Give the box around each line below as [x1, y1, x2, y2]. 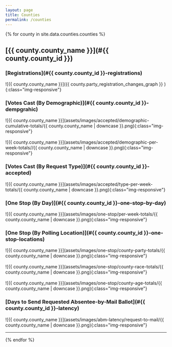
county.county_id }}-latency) [5, 305, 79, 312]
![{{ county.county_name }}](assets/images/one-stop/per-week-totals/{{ [5, 211, 158, 217]
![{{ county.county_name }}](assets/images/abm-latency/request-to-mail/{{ [5, 316, 164, 322]
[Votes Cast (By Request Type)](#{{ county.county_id [5, 163, 141, 170]
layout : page [5, 7, 33, 13]
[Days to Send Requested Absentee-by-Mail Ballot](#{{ [5, 298, 145, 305]
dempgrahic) [5, 106, 38, 113]
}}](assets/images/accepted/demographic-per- [58, 139, 159, 145]
